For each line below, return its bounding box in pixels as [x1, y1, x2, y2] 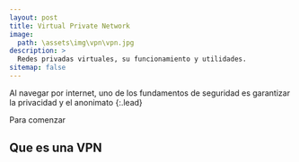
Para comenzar [9, 114, 66, 125]
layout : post [9, 13, 58, 22]
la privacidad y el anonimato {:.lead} [9, 97, 144, 107]
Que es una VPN [9, 141, 102, 156]
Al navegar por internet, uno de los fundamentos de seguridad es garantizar [9, 87, 290, 98]
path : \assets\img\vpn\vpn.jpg [17, 38, 135, 47]
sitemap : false [9, 64, 66, 72]
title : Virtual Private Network [9, 21, 130, 30]
